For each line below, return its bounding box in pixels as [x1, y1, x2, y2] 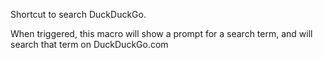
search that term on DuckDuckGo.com [10, 39, 169, 50]
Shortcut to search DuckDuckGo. [10, 9, 147, 20]
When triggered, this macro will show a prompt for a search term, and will [10, 28, 313, 39]
